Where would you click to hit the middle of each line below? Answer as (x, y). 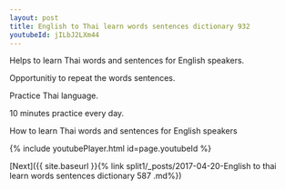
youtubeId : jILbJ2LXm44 (55, 35)
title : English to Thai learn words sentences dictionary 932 (130, 26)
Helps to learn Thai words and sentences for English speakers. (127, 61)
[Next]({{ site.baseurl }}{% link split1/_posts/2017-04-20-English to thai (143, 166)
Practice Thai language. (54, 95)
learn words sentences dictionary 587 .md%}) (96, 176)
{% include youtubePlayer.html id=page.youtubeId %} (111, 149)
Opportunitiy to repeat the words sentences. (92, 78)
